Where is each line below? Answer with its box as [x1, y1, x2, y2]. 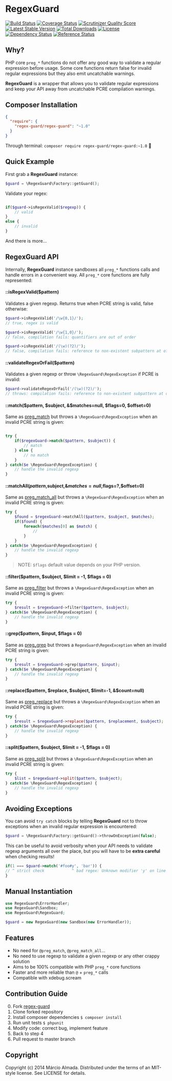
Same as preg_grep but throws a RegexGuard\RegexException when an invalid [5, 642, 167, 648]
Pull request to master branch [12, 1036, 76, 1042]
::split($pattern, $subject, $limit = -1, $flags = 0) [5, 744, 111, 751]
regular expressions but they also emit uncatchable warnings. [5, 70, 136, 76]
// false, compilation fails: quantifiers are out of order [5, 335, 137, 340]
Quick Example [5, 158, 55, 166]
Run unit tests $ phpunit [12, 1019, 64, 1026]
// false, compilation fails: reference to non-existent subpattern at [5, 348, 161, 354]
